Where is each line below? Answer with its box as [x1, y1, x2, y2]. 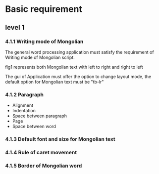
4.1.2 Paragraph [5, 91, 44, 98]
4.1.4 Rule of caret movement [5, 149, 77, 156]
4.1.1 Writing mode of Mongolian [5, 38, 84, 45]
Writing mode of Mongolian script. [5, 54, 75, 60]
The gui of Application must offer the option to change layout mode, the [5, 73, 152, 80]
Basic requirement [5, 3, 83, 15]
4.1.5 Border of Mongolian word [5, 162, 82, 169]
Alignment [12, 102, 34, 108]
